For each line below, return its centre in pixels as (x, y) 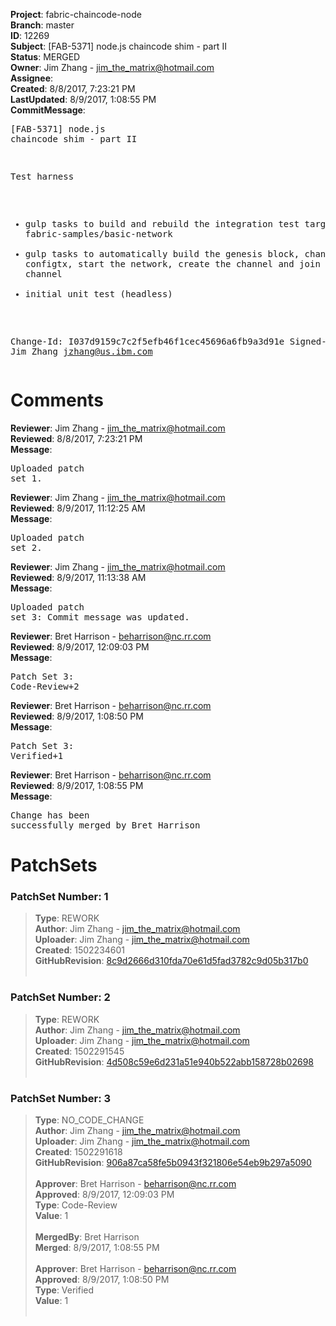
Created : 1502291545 (79, 1051)
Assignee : (32, 78)
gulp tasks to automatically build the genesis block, (162, 254)
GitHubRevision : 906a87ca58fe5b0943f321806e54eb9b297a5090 (173, 1163)
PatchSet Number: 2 (60, 997)
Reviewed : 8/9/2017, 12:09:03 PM (80, 646)
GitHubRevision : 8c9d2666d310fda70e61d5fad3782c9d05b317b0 (171, 961)
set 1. (26, 478)
